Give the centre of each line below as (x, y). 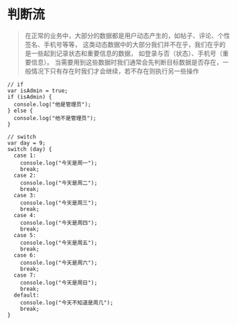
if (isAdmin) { (30, 97)
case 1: (25, 155)
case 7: (25, 275)
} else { (20, 111)
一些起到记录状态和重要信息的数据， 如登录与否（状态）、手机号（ (127, 53)
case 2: (25, 175)
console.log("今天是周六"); (59, 263)
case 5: (25, 235)
